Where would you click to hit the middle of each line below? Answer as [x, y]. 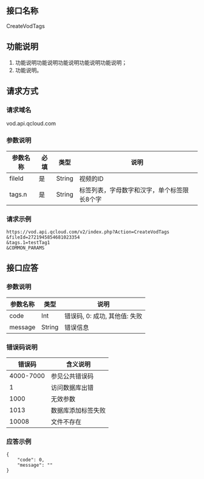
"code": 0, [31, 460]
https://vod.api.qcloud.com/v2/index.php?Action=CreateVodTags [88, 232]
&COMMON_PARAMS [25, 248]
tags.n [18, 194]
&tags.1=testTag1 [28, 242]
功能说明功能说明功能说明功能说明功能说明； [71, 62]
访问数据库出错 [72, 387]
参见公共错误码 [72, 376]
